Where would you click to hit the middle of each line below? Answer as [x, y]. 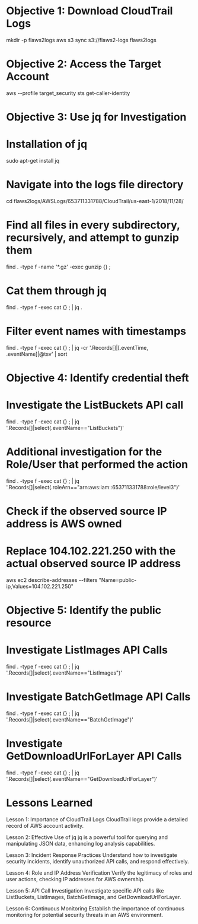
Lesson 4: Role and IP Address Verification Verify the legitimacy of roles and [99, 873]
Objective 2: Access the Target [84, 64]
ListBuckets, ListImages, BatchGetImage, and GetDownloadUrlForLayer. [94, 897]
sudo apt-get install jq [33, 161]
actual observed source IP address [93, 564]
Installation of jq [47, 144]
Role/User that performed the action [97, 465]
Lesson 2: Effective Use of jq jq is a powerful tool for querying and [87, 837]
